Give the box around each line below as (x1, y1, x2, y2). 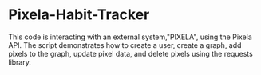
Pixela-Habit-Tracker (8, 6, 150, 24)
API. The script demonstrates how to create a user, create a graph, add (8, 40, 242, 49)
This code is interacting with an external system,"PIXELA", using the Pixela (8, 32, 253, 41)
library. (8, 57, 32, 67)
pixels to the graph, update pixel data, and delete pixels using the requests (8, 49, 253, 58)
